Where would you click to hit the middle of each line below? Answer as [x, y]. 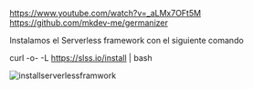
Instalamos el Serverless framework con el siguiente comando [126, 40]
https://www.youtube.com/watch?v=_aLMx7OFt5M [105, 13]
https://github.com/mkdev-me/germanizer [89, 23]
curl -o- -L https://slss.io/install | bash [81, 58]
